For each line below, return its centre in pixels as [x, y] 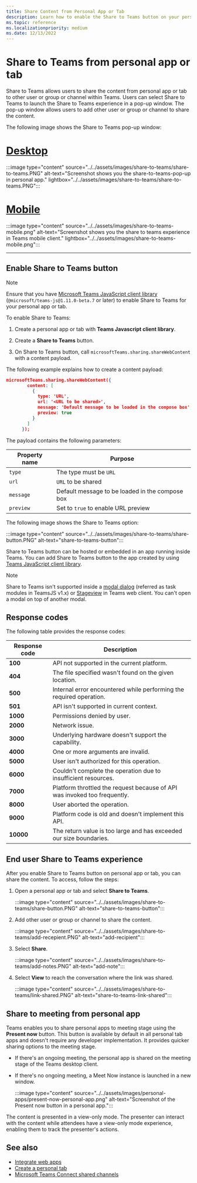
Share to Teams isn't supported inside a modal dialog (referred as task [91, 586]
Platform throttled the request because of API [115, 788]
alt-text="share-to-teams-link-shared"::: [123, 995]
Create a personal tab [41, 1168]
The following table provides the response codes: [66, 631]
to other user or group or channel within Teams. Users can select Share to [96, 97]
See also [22, 1148]
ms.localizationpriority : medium [47, 28]
